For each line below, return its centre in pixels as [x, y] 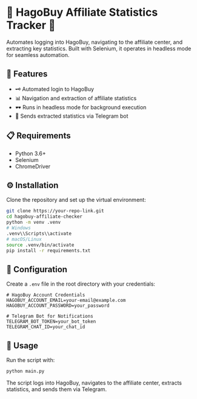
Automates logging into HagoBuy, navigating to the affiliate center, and [95, 42]
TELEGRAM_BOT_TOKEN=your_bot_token [51, 322]
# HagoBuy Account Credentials [46, 295]
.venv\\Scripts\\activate [39, 233]
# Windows [19, 228]
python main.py [25, 371]
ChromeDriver [33, 166]
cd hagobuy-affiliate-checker [45, 217]
